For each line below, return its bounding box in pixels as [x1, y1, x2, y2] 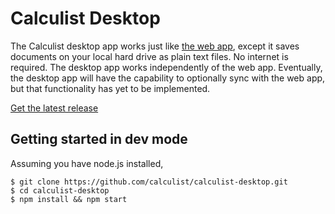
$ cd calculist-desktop [10, 185, 110, 196]
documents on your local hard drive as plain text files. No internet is [10, 50, 289, 62]
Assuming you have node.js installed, [10, 157, 164, 169]
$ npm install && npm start [10, 194, 128, 204]
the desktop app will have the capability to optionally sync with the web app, [10, 72, 326, 84]
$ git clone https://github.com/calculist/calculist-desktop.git [10, 177, 288, 187]
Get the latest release [10, 102, 99, 114]
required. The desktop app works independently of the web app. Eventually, [10, 61, 323, 73]
